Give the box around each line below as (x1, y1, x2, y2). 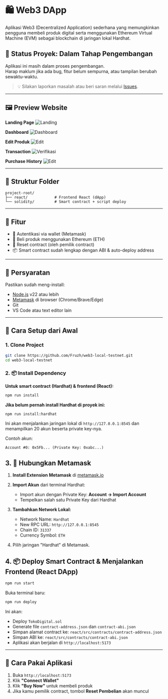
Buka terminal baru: (5, 590, 46, 596)
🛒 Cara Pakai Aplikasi (5, 659, 72, 667)
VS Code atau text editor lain (12, 307, 72, 313)
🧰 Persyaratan (5, 268, 50, 277)
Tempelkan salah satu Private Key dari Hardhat (19, 497, 116, 503)
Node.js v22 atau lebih (12, 292, 59, 297)
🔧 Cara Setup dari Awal (5, 327, 78, 335)
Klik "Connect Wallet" (12, 677, 59, 683)
